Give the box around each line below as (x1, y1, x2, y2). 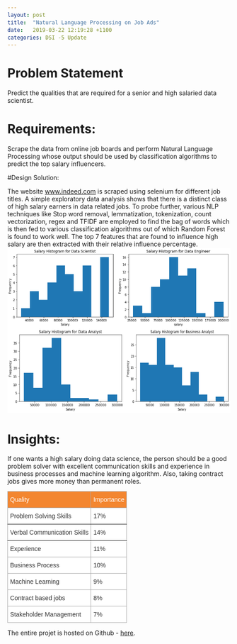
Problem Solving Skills (10, 512, 72, 521)
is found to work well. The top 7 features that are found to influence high (7, 233, 219, 241)
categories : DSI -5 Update (7, 34, 87, 41)
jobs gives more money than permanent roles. (7, 477, 141, 486)
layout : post (7, 11, 46, 18)
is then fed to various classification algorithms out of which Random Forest (7, 225, 226, 233)
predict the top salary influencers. (7, 160, 106, 168)
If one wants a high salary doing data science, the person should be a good (7, 455, 228, 463)
